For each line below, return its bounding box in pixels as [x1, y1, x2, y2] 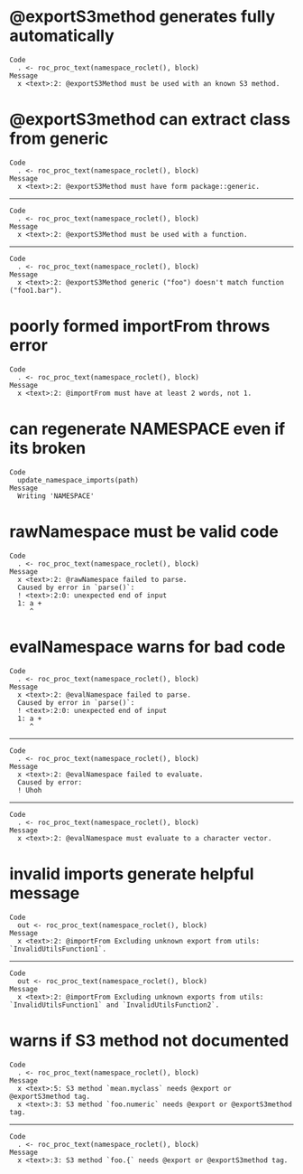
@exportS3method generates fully [9, 6, 276, 27]
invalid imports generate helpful [9, 863, 254, 884]
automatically [9, 25, 115, 46]
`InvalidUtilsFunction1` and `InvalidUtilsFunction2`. [9, 1000, 220, 1010]
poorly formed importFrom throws [9, 316, 271, 336]
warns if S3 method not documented [9, 1030, 289, 1050]
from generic [9, 128, 109, 149]
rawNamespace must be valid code [9, 521, 280, 541]
